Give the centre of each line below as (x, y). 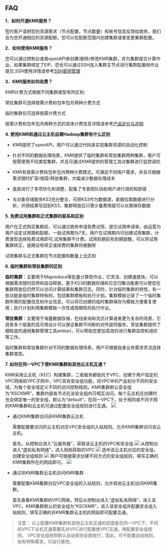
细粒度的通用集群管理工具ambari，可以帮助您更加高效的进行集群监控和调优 (82, 331)
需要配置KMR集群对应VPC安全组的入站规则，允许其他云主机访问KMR (83, 483)
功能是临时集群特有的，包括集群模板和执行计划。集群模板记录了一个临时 (83, 295)
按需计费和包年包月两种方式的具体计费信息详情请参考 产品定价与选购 (74, 123)
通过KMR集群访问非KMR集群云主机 (48, 416)
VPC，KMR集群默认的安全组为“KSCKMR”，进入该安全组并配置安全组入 (84, 506)
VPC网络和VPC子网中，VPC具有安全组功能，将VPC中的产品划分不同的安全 (82, 381)
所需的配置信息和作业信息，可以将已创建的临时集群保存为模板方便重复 (81, 302)
